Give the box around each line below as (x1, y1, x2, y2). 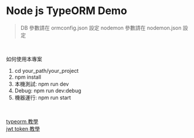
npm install (14, 73, 42, 80)
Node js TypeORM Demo (6, 4, 127, 18)
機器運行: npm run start (14, 94, 72, 101)
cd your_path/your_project (14, 67, 79, 74)
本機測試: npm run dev (14, 80, 69, 87)
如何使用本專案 (6, 55, 42, 62)
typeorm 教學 (6, 117, 39, 124)
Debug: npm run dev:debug (14, 87, 81, 94)
